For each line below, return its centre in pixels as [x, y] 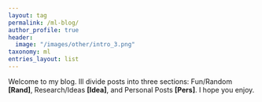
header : [21, 37]
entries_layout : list [44, 60]
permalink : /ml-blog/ [44, 23]
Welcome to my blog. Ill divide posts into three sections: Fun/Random [120, 81]
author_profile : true [44, 30]
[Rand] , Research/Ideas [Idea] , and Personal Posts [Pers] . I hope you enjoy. [131, 89]
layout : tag [28, 15]
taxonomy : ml [30, 52]
